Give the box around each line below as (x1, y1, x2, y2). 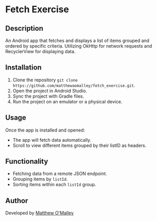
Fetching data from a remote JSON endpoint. (12, 170, 107, 177)
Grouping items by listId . (12, 176, 68, 182)
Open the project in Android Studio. (12, 87, 88, 94)
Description (5, 24, 43, 33)
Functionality (5, 157, 48, 166)
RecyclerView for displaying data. (5, 49, 75, 54)
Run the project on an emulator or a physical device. (12, 98, 122, 104)
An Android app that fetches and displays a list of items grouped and (5, 37, 149, 43)
